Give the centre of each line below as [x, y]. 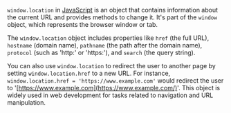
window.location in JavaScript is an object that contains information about [113, 10]
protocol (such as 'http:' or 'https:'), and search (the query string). [101, 52]
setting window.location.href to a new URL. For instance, [89, 73]
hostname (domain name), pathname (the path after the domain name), [105, 45]
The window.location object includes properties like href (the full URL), [108, 38]
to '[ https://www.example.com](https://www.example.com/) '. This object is [113, 88]
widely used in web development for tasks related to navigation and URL [110, 95]
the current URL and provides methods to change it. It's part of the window [112, 17]
